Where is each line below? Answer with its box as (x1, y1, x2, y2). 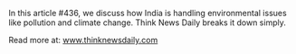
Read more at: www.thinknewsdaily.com (8, 35, 158, 45)
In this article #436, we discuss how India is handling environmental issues (8, 8, 287, 18)
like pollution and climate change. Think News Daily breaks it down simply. (8, 17, 286, 28)
